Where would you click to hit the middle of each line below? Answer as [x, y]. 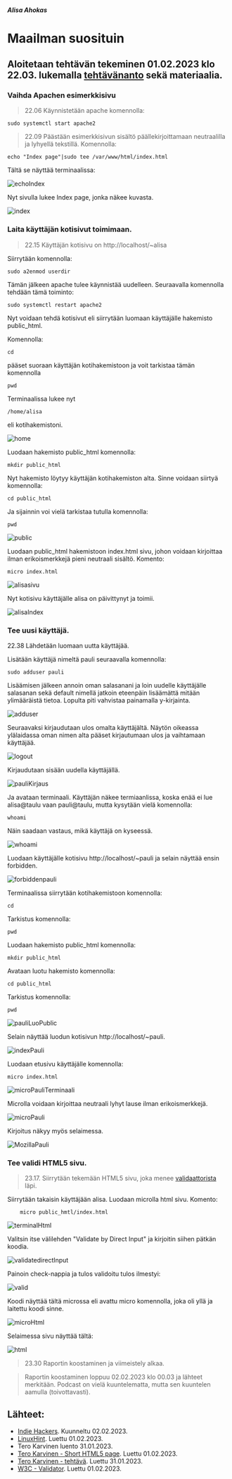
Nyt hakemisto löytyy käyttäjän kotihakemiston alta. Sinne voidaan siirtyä [113, 478]
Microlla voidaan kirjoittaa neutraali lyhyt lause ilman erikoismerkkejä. [108, 1104]
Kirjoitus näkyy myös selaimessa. [56, 1131]
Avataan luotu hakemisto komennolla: [62, 971]
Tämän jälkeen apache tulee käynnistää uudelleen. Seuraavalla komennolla [116, 284]
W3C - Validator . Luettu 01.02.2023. [69, 1469]
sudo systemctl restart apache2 [54, 305]
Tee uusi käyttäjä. [38, 630]
